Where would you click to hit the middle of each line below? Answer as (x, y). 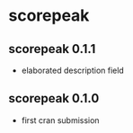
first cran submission (60, 120)
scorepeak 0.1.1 (52, 49)
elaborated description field (73, 70)
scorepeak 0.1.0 (54, 98)
